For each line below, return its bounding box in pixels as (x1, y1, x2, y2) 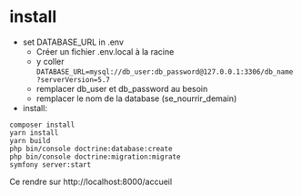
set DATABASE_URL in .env (22, 36, 125, 47)
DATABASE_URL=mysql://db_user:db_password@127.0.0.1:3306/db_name (35, 67, 294, 77)
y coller (35, 56, 65, 67)
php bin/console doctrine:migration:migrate (9, 152, 181, 161)
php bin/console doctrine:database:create (9, 144, 173, 153)
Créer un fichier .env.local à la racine (35, 46, 175, 57)
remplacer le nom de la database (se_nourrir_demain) (35, 93, 237, 104)
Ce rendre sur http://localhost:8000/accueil (9, 176, 173, 187)
